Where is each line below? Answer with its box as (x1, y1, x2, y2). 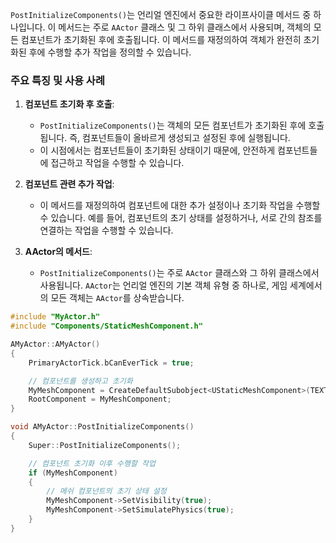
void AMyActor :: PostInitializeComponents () (10, 422, 195, 432)
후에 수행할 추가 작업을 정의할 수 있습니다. (28, 46, 192, 58)
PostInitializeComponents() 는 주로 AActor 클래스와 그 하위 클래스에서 (39, 267, 320, 279)
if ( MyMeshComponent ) (28, 468, 118, 478)
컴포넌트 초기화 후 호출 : (24, 98, 115, 110)
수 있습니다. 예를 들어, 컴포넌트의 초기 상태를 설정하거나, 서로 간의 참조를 (39, 212, 323, 224)
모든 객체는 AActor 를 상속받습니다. (50, 292, 185, 304)
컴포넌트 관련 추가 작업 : (24, 178, 115, 190)
